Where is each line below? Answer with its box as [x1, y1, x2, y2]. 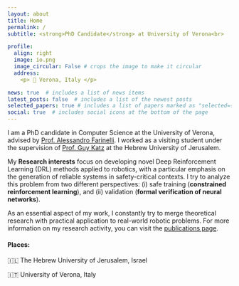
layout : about [7, 10, 50, 18]
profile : [7, 43, 33, 51]
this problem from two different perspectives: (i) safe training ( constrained [7, 180, 226, 189]
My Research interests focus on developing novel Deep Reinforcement [7, 157, 216, 166]
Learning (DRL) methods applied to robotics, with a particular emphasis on [7, 165, 225, 173]
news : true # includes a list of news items [7, 89, 144, 96]
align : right [14, 50, 53, 57]
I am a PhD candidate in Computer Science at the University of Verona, [7, 129, 216, 137]
